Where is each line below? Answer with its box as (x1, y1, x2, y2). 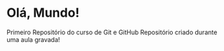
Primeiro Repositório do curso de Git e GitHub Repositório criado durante (6, 28, 218, 36)
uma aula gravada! (6, 35, 60, 43)
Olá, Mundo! (6, 5, 80, 21)
